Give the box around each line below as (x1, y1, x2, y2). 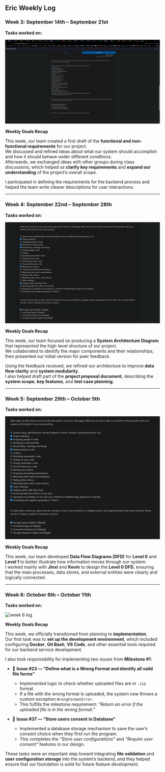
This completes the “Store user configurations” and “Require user (19, 736, 153, 742)
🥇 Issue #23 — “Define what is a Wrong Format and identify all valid (12, 666, 153, 672)
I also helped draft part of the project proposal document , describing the (5, 373, 154, 379)
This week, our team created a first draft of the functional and (5, 138, 131, 144)
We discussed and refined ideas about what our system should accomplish (5, 148, 157, 154)
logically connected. (5, 574, 46, 580)
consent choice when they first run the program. (19, 731, 118, 737)
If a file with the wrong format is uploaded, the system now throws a (19, 691, 158, 697)
